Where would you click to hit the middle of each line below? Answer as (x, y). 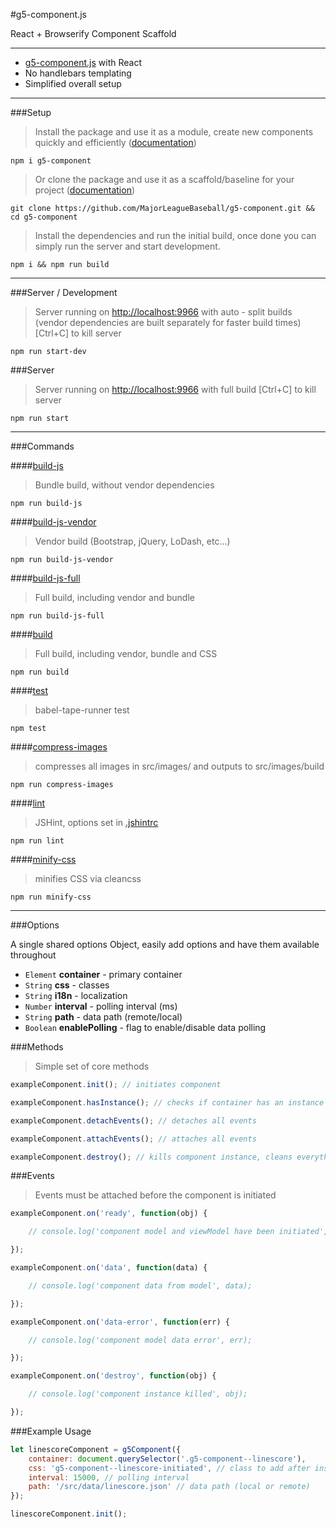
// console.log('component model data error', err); (140, 1340)
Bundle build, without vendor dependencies (124, 485)
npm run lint (37, 841)
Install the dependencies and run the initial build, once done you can (175, 235)
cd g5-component (44, 217)
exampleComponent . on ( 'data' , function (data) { (109, 1268)
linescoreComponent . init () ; (69, 1514)
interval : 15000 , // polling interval (109, 1477)
